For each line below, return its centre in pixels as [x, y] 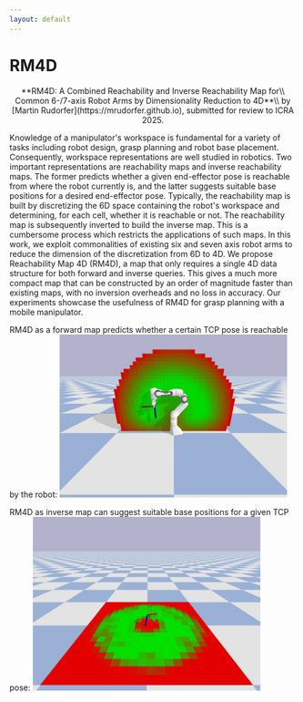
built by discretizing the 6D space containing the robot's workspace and [145, 205]
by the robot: [34, 494]
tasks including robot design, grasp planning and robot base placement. [144, 147]
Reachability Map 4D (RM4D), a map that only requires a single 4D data [143, 263]
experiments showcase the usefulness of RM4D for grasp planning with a [147, 302]
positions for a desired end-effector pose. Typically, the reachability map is [150, 195]
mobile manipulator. [46, 312]
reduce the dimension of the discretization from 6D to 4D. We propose [141, 253]
